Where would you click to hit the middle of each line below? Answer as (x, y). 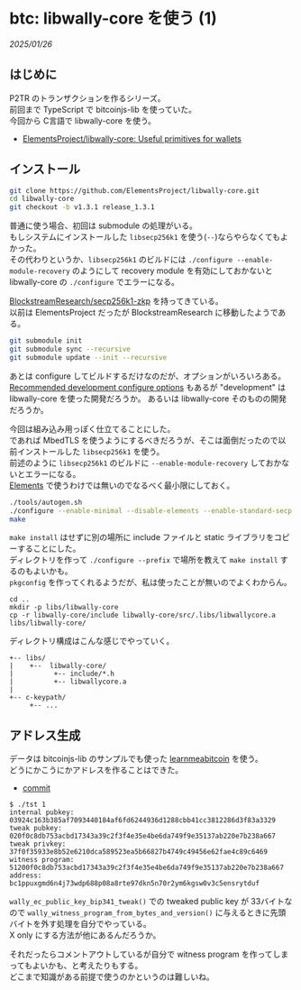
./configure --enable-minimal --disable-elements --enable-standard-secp (151, 510)
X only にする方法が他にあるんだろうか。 (85, 935)
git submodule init (46, 341)
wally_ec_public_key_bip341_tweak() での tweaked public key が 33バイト (147, 902)
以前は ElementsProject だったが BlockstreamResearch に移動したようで (144, 313)
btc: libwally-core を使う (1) (114, 18)
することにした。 (49, 549)
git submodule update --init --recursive (88, 357)
